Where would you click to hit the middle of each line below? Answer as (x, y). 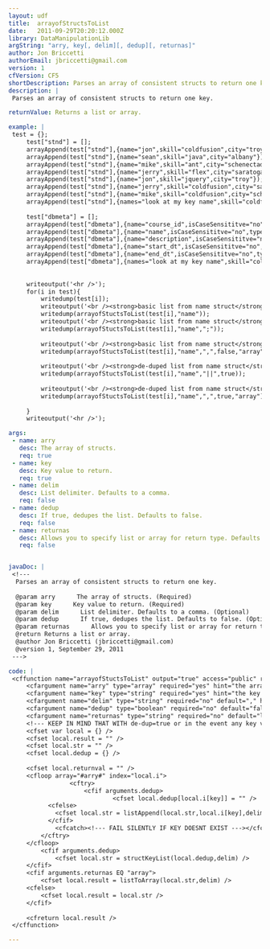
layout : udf (28, 16)
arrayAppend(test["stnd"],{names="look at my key (111, 202)
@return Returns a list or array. (73, 635)
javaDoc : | (27, 567)
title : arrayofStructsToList (59, 23)
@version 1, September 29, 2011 (70, 649)
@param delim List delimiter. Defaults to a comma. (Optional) (133, 612)
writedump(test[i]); (75, 299)
